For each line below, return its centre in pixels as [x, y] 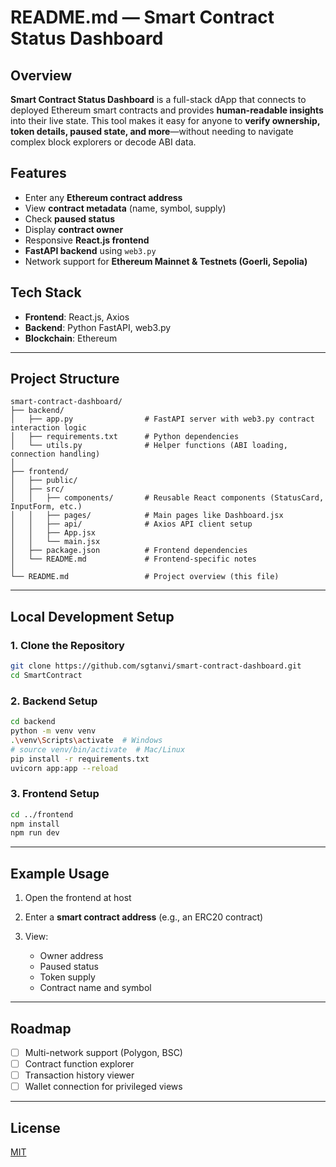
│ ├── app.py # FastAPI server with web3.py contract [162, 419]
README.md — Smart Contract [142, 17]
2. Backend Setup [54, 701]
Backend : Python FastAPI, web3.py [98, 327]
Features [38, 173]
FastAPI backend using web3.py [90, 250]
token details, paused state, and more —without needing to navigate [152, 131]
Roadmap [41, 1028]
